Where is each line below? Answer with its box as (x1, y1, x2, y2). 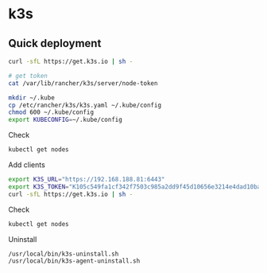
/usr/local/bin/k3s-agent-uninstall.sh (8, 257, 141, 265)
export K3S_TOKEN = (8, 182, 69, 191)
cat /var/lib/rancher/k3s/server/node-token (8, 79, 158, 88)
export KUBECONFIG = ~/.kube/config (8, 116, 123, 124)
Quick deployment (8, 37, 102, 50)
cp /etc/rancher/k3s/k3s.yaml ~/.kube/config (8, 101, 161, 109)
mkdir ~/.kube (8, 93, 56, 102)
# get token (8, 72, 48, 80)
